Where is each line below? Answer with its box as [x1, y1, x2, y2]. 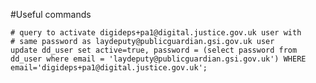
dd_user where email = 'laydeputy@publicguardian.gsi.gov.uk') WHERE [10, 54, 307, 64]
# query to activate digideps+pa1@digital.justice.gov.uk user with [10, 28, 302, 38]
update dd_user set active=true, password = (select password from [10, 45, 298, 55]
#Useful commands [10, 9, 92, 20]
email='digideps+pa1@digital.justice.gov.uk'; [10, 63, 208, 73]
